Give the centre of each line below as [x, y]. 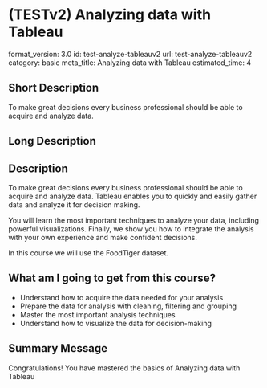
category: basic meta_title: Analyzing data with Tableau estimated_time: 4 [129, 63]
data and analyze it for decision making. [74, 204]
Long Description [52, 141]
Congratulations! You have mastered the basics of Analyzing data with [124, 368]
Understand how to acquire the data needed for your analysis [121, 297]
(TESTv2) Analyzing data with [109, 15]
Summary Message [58, 348]
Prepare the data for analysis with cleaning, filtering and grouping [128, 306]
